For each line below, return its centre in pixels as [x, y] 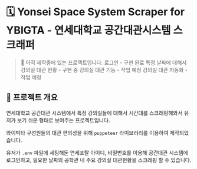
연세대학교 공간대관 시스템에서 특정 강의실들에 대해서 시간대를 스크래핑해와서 [94, 112]
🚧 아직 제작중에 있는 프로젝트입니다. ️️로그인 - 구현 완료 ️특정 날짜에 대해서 [104, 62]
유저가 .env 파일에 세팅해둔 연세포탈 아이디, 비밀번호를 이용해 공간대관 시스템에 [97, 153]
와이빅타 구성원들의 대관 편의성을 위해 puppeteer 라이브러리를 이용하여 [87, 132]
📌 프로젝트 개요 [32, 97]
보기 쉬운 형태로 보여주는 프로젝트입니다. [63, 120]
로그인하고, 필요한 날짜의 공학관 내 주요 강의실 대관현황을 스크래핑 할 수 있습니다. [99, 160]
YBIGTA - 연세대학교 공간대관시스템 [88, 30]
